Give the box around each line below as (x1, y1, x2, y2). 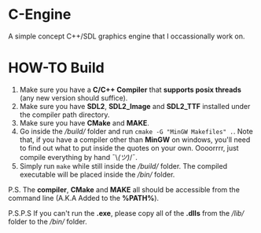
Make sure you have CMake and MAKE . (19, 118, 149, 127)
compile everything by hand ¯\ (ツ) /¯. (19, 152, 138, 162)
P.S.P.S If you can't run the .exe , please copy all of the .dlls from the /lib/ (8, 208, 244, 217)
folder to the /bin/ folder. (8, 217, 88, 226)
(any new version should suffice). (19, 93, 128, 103)
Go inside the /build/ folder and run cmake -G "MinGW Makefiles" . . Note (19, 126, 253, 136)
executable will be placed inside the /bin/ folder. (19, 169, 175, 179)
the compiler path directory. (19, 110, 110, 119)
